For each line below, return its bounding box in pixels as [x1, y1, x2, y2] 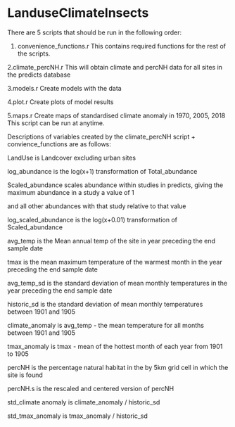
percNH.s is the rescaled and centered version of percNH [7, 384, 174, 393]
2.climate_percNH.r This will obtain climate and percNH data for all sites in [7, 63, 223, 71]
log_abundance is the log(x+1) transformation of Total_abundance [7, 167, 198, 175]
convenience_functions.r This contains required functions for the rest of [17, 42, 227, 50]
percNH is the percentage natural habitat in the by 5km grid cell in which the [7, 363, 229, 371]
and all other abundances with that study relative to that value [7, 202, 186, 210]
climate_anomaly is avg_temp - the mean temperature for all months [7, 321, 204, 329]
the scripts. [17, 49, 51, 58]
